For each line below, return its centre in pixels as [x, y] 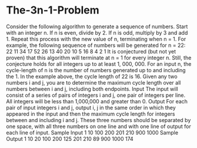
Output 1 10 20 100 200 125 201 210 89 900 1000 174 [70, 139]
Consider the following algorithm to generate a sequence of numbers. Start [97, 26]
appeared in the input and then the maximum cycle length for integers [91, 114]
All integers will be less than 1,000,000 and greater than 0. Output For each [97, 101]
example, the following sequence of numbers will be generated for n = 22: [96, 45]
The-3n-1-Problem [53, 10]
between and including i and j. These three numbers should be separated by [98, 120]
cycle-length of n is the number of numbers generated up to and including [96, 70]
